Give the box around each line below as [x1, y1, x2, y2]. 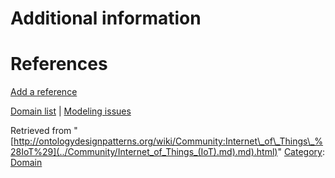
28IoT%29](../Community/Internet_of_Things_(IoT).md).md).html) [10, 146, 278, 158]
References [10, 53, 108, 76]
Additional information [10, 7, 202, 30]
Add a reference [10, 86, 78, 98]
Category [283, 146, 323, 158]
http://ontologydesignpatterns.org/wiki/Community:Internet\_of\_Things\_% [13, 135, 324, 147]
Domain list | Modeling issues [10, 105, 132, 117]
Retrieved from [10, 125, 72, 137]
